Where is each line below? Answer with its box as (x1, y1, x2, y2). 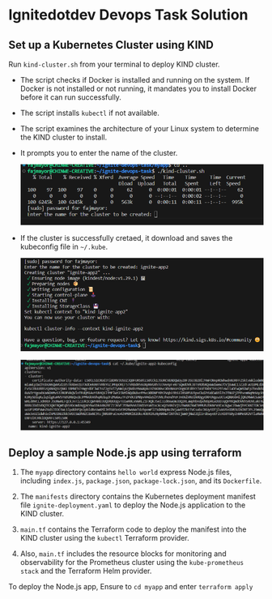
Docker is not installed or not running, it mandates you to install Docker (19, 83, 257, 93)
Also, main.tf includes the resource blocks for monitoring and (19, 549, 227, 558)
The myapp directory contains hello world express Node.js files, (19, 468, 232, 477)
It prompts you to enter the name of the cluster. (19, 148, 178, 157)
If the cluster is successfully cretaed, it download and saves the (19, 233, 233, 242)
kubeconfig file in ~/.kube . (19, 242, 108, 251)
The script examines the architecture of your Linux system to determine (19, 124, 259, 133)
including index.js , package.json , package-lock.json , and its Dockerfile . (19, 476, 262, 486)
